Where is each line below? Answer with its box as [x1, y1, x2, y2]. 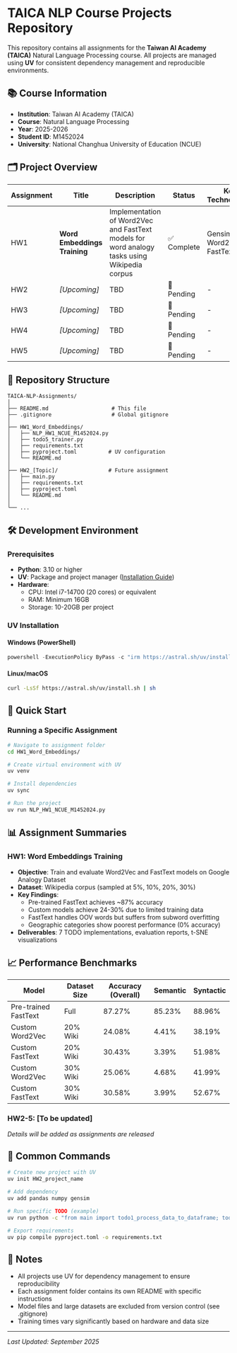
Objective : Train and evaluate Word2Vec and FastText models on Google [17, 867, 230, 876]
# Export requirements [7, 1227, 74, 1234]
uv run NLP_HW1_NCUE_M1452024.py [7, 806, 106, 813]
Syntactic [193, 986, 226, 995]
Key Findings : [17, 890, 59, 898]
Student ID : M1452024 [17, 132, 85, 141]
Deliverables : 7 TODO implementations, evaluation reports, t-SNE [17, 927, 209, 936]
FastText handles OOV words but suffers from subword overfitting [28, 913, 220, 921]
